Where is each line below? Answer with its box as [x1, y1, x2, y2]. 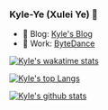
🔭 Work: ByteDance [22, 38, 95, 49]
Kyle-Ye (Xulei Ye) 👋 [9, 8, 98, 21]
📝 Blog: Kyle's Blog [22, 29, 93, 40]
